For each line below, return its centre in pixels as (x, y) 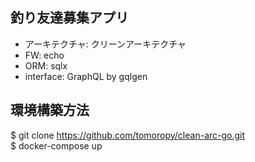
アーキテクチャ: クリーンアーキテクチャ (105, 44)
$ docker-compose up (56, 145)
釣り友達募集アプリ (69, 18)
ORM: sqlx (46, 65)
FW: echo (44, 55)
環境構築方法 (50, 110)
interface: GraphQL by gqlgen (86, 76)
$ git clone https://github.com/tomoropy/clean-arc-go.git (128, 135)
